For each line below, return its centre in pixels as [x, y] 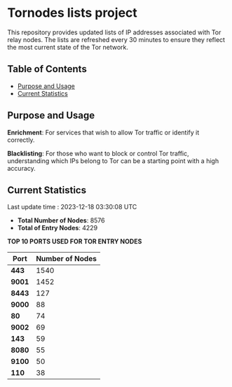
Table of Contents [47, 69]
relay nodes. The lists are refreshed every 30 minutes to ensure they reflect [116, 39]
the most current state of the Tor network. [68, 47]
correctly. [21, 140]
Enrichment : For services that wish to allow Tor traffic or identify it [103, 132]
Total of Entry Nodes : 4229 [57, 228]
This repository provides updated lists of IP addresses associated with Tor [114, 32]
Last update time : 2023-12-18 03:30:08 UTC [72, 207]
